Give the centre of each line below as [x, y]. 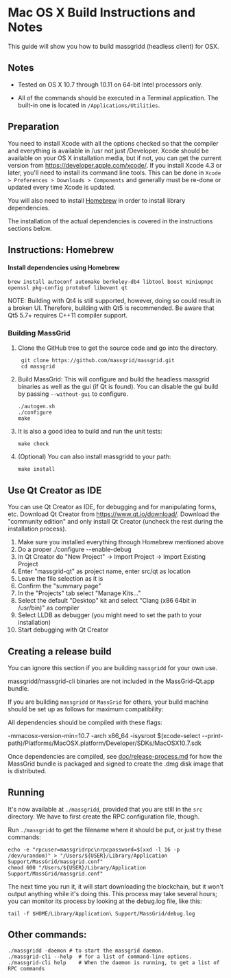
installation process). [37, 529]
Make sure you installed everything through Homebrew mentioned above [121, 542]
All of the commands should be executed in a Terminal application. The [118, 98]
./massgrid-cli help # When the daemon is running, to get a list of [114, 963]
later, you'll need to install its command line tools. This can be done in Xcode [114, 173]
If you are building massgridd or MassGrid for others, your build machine [108, 702]
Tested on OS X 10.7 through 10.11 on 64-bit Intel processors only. [110, 85]
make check [33, 444]
